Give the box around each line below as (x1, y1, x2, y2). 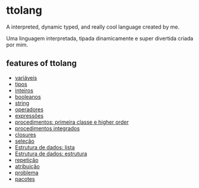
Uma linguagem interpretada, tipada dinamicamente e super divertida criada (6, 35, 194, 42)
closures (14, 131, 36, 138)
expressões (14, 112, 43, 119)
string (14, 99, 30, 106)
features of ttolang (6, 58, 77, 68)
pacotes (14, 175, 35, 182)
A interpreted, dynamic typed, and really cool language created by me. (6, 23, 180, 30)
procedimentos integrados (14, 124, 80, 131)
